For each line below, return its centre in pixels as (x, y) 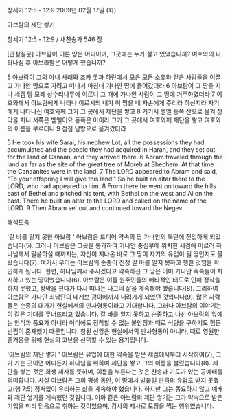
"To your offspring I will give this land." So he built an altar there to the (106, 179)
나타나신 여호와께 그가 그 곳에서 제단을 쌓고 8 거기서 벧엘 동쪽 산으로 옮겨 (117, 111)
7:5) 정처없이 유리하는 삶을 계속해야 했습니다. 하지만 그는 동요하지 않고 (116, 389)
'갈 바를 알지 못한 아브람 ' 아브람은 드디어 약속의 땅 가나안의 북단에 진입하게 (107, 237)
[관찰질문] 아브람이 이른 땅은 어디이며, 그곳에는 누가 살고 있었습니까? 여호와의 (111, 54)
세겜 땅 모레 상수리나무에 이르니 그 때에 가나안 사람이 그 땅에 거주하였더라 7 (115, 94)
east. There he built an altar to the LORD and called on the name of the (107, 201)
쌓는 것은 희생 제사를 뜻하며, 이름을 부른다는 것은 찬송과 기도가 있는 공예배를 (121, 372)
